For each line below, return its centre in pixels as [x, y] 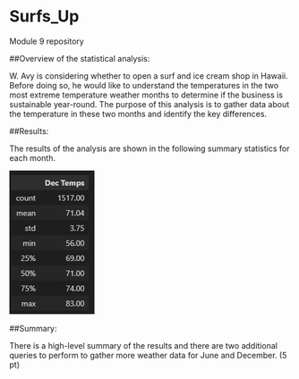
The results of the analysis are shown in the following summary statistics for [149, 148]
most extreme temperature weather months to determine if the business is [146, 95]
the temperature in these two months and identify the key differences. [138, 114]
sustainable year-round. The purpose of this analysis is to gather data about [149, 104]
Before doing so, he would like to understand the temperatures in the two [144, 85]
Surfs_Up [44, 17]
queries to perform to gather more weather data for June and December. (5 [148, 355]
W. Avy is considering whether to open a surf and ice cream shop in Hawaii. [149, 76]
